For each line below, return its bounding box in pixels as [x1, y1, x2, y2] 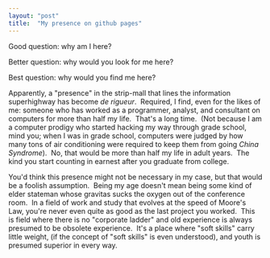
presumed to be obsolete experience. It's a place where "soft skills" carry [8, 223, 255, 233]
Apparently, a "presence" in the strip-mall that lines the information [8, 88, 231, 97]
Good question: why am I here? [8, 41, 112, 51]
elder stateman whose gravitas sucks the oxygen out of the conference [8, 189, 246, 199]
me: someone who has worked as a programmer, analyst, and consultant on [8, 105, 260, 115]
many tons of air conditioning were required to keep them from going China [8, 139, 260, 149]
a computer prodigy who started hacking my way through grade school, [8, 122, 247, 132]
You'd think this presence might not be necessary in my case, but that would [8, 172, 263, 182]
